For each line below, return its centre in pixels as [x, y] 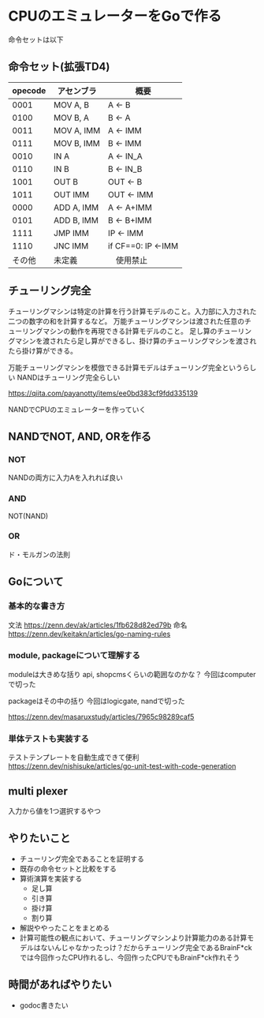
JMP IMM [71, 233]
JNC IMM [71, 245]
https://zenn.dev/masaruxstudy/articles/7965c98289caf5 [101, 717]
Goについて [36, 582]
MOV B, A [71, 118]
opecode [29, 90]
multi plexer [38, 791]
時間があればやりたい [60, 984]
